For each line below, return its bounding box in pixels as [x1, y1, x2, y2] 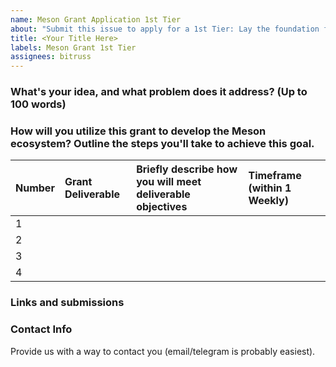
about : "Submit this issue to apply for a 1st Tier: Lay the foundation [10, 24, 320, 34]
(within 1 [248, 181, 292, 195]
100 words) [10, 97, 67, 111]
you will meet [136, 175, 202, 189]
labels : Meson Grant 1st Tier [10, 42, 137, 53]
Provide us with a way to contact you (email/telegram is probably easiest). [10, 345, 316, 357]
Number [15, 181, 55, 195]
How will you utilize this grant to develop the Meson [10, 124, 267, 138]
